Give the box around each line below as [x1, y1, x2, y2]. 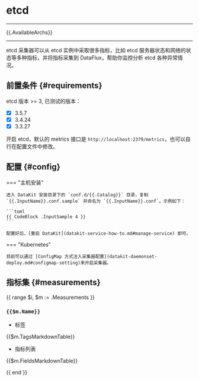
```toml [6, 209, 25, 215]
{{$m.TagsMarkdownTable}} [6, 333, 75, 340]
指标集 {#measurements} [6, 278, 101, 288]
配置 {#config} [6, 162, 61, 172]
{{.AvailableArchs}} [6, 29, 53, 36]
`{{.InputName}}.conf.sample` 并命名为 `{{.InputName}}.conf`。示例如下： [6, 198, 186, 204]
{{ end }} [6, 369, 28, 376]
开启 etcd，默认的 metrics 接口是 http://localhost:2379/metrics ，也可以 [6, 135, 185, 143]
